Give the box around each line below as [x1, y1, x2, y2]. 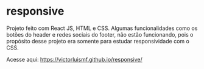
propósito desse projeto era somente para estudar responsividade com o [6, 37, 190, 45]
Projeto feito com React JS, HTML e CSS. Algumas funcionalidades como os [6, 24, 198, 32]
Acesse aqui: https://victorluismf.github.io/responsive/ [6, 56, 142, 63]
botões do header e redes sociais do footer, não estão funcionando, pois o [6, 31, 194, 38]
